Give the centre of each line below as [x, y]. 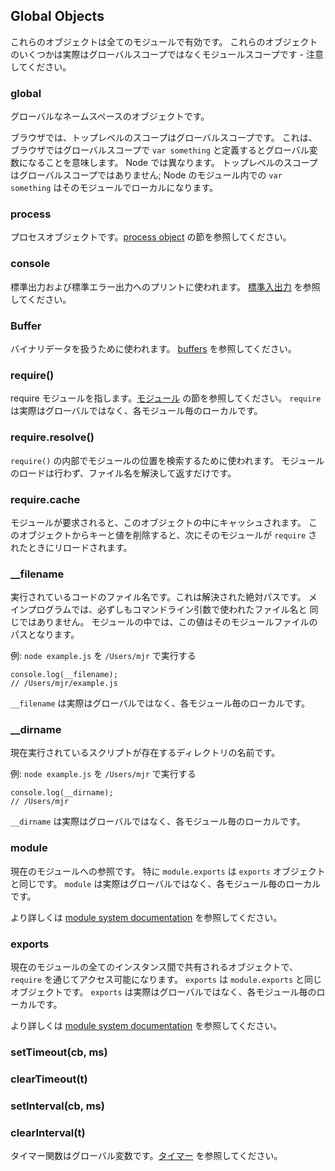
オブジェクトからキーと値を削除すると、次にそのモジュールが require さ [168, 535]
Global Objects [57, 16]
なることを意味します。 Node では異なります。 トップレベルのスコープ [172, 163]
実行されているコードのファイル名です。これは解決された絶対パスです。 [158, 597]
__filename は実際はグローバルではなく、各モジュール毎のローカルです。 [160, 703]
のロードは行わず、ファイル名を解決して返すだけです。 [123, 473]
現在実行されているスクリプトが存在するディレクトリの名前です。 [145, 753]
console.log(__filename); [64, 675]
